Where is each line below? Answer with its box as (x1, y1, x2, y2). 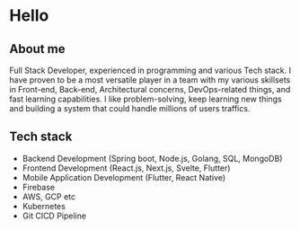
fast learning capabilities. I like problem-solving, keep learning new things (9, 93, 282, 104)
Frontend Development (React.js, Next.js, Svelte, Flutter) (22, 163, 231, 173)
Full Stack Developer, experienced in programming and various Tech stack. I (9, 65, 292, 75)
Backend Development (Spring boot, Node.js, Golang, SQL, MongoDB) (22, 153, 283, 164)
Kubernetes (22, 200, 66, 211)
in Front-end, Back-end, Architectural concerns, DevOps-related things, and (9, 84, 291, 94)
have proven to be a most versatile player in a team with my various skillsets (9, 75, 291, 85)
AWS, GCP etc (22, 190, 76, 202)
